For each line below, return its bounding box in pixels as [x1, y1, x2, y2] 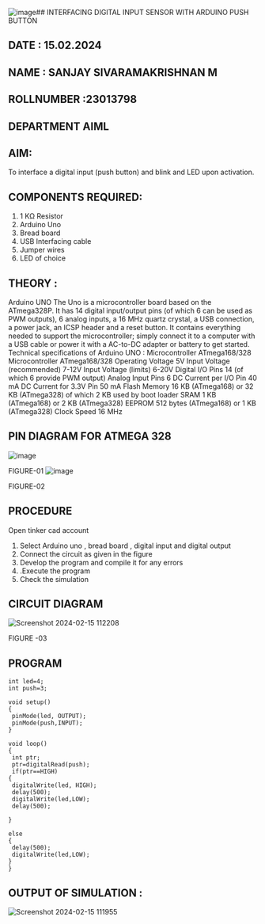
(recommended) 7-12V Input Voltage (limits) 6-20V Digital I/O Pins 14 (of [8, 365, 244, 374]
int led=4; [8, 678, 44, 686]
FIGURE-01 [8, 466, 44, 475]
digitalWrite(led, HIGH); [11, 781, 97, 789]
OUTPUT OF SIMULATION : [8, 886, 143, 899]
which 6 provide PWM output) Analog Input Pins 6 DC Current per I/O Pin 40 [8, 373, 257, 382]
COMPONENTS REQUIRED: [8, 190, 143, 203]
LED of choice [19, 253, 66, 263]
